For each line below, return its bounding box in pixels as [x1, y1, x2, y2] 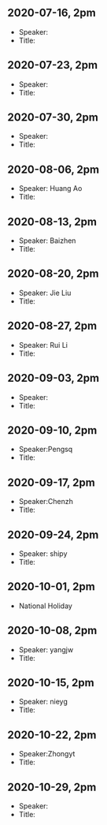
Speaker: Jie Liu [18, 288, 72, 297]
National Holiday [18, 601, 72, 610]
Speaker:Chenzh [18, 497, 74, 506]
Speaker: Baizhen [18, 236, 76, 245]
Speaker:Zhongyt [18, 749, 76, 759]
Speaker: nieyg [18, 697, 68, 707]
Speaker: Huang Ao [18, 184, 83, 193]
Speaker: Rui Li [18, 340, 68, 349]
